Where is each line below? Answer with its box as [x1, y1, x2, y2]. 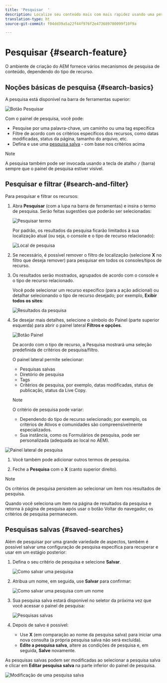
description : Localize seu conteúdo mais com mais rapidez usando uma [5, 12, 155, 17]
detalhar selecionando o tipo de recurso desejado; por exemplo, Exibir [12, 292, 157, 298]
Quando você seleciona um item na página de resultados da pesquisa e [5, 500, 152, 506]
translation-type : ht [5, 16, 50, 21]
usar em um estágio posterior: [5, 549, 67, 555]
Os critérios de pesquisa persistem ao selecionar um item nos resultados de [5, 486, 161, 491]
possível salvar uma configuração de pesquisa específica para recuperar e [5, 544, 159, 550]
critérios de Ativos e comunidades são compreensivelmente [19, 421, 143, 427]
